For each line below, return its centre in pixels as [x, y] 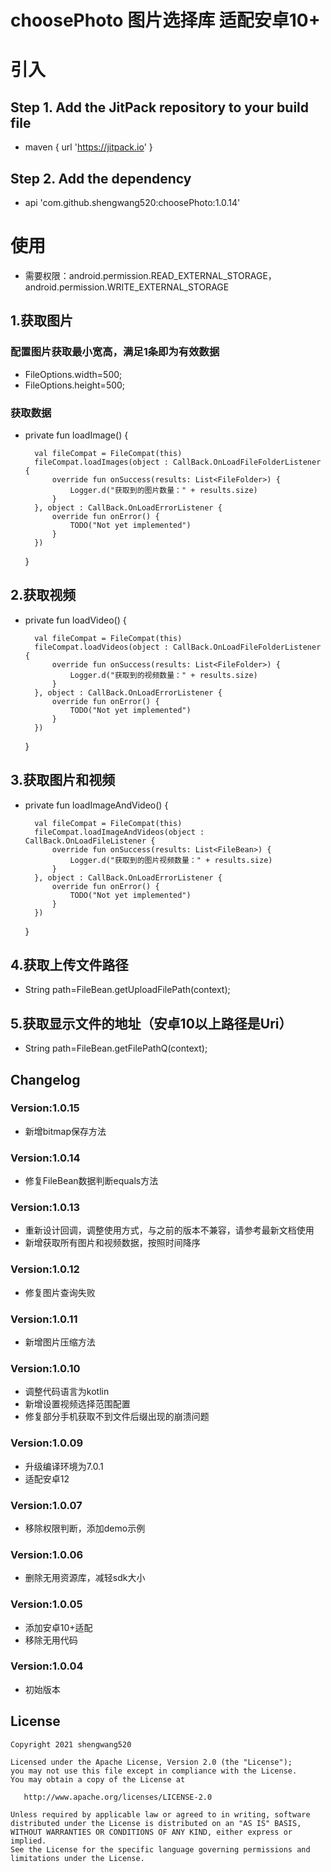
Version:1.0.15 [45, 1108]
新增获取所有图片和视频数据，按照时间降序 [112, 1243]
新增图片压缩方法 [60, 1342]
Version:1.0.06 [47, 1554]
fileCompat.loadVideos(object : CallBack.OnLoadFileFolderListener [178, 647]
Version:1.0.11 [44, 1319]
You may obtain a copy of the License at [98, 1779]
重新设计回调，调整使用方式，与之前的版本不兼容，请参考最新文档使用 [169, 1230]
